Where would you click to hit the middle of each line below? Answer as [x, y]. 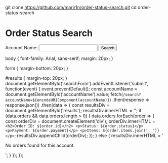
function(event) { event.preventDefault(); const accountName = [71, 89]
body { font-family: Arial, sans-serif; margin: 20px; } [59, 58]
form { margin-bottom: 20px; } [37, 68]
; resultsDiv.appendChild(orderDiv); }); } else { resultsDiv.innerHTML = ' [89, 135]
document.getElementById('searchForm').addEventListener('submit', [77, 83]
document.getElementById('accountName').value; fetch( [64, 94]
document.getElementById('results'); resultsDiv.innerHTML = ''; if [73, 110]
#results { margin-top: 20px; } [36, 78]
